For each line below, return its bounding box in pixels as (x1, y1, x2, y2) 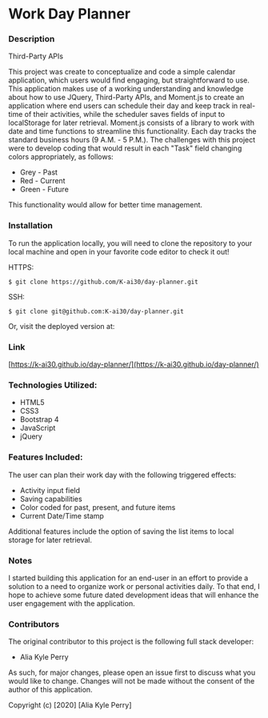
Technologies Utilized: (8, 379, 98, 391)
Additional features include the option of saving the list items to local (8, 526, 234, 536)
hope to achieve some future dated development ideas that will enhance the (8, 590, 259, 600)
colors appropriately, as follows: (8, 152, 114, 162)
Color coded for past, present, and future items (19, 502, 176, 512)
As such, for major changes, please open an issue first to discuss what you (8, 668, 256, 677)
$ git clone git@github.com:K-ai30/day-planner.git (8, 307, 184, 315)
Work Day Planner (8, 5, 130, 23)
